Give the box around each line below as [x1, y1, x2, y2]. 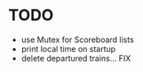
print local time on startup [20, 43, 116, 54]
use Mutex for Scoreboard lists [20, 34, 134, 45]
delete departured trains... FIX [20, 53, 131, 63]
